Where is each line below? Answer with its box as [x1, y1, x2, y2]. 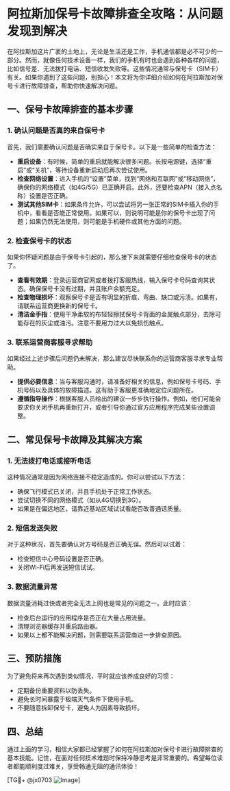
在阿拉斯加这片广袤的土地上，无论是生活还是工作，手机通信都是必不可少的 [7, 47, 217, 55]
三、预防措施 [7, 652, 62, 664]
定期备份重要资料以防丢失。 [16, 686, 96, 695]
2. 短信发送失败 [7, 523, 58, 533]
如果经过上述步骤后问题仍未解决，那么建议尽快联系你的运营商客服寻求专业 [7, 354, 217, 363]
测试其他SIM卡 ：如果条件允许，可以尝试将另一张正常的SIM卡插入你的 [16, 200, 214, 208]
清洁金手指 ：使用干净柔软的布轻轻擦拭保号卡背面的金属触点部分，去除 [16, 310, 216, 318]
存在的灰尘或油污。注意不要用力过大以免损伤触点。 [23, 318, 168, 327]
